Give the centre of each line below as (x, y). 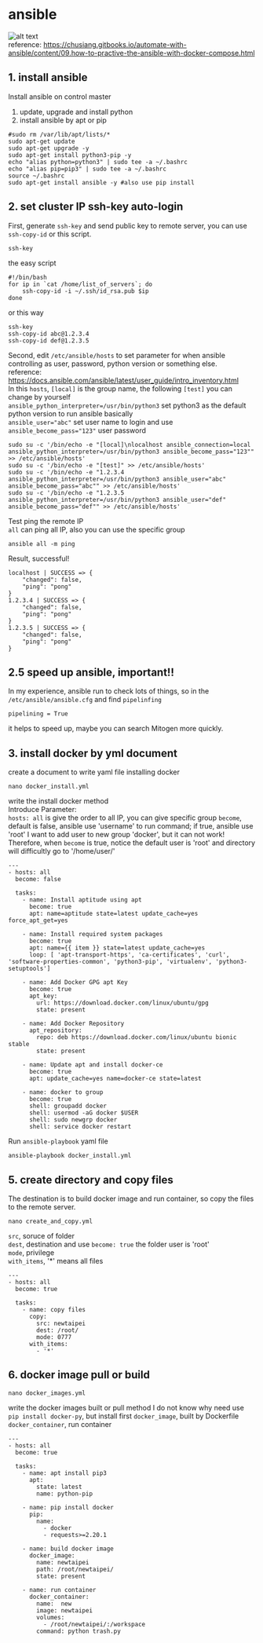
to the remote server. (42, 1207)
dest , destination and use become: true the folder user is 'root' (109, 1244)
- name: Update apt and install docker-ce (93, 1065)
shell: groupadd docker (68, 1106)
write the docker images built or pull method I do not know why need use (126, 1407)
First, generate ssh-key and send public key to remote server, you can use (128, 225)
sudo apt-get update (42, 141)
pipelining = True (38, 714)
